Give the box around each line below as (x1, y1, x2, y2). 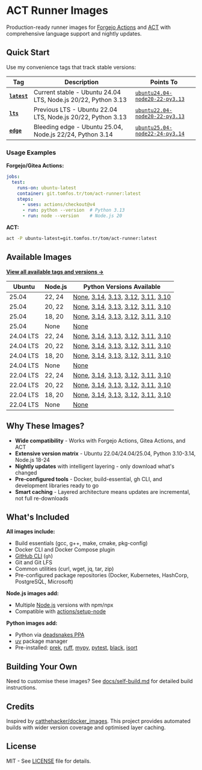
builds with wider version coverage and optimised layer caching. (6, 724, 166, 731)
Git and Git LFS (14, 559, 53, 566)
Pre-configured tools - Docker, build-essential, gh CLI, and (14, 475, 162, 482)
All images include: (6, 528, 55, 535)
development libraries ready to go (14, 482, 99, 489)
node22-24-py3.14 (135, 130, 185, 137)
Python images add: (6, 619, 58, 627)
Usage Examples (6, 148, 57, 157)
